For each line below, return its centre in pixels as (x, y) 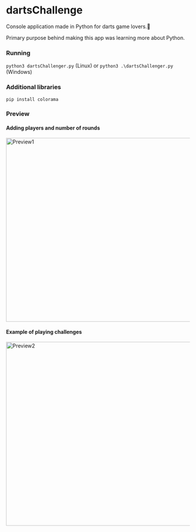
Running (18, 53)
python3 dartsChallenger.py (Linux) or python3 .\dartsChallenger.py (90, 66)
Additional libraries (34, 87)
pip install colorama (32, 99)
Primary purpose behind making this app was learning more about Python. (95, 37)
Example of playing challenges (44, 332)
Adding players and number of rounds (53, 128)
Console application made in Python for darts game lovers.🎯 (78, 26)
